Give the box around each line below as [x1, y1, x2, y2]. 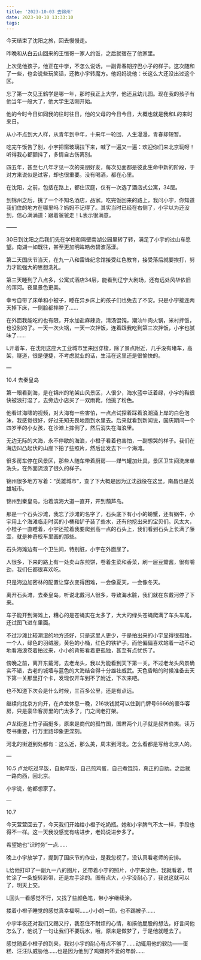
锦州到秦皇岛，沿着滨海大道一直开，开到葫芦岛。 [6, 498, 127, 505]
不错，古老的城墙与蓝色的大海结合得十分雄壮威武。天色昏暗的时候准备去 [11, 667, 190, 674]
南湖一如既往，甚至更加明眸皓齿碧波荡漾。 [16, 243, 121, 250]
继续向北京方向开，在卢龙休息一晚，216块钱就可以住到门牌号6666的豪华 [6, 700, 185, 707]
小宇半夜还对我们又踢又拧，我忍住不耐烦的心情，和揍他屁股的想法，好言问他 [6, 920, 195, 927]
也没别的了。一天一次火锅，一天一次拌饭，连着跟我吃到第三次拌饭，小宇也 [6, 324, 190, 331]
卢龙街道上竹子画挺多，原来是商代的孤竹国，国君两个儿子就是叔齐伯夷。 [6, 720, 184, 727]
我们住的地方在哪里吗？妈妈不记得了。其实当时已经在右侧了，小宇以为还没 [6, 204, 190, 212]
